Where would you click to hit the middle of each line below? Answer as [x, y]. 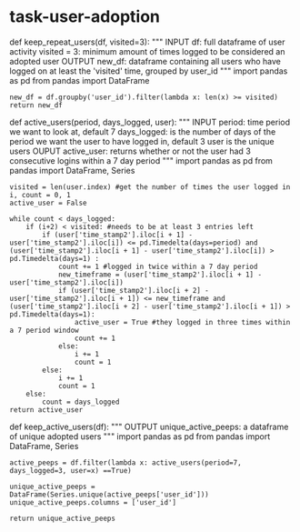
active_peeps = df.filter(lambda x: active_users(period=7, [126, 462]
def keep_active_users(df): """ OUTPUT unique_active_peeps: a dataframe [149, 427]
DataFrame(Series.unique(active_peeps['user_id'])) [109, 494]
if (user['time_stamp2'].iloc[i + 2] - [133, 290]
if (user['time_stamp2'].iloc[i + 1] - [118, 235]
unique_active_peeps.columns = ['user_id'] [93, 502]
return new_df [36, 105]
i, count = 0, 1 [40, 195]
